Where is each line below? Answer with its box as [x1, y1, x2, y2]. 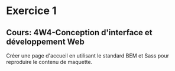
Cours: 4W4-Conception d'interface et [6, 28, 153, 38]
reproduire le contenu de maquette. [6, 59, 93, 65]
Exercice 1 [6, 4, 57, 18]
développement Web [6, 36, 85, 46]
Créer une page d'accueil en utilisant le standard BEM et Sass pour [6, 52, 170, 59]
